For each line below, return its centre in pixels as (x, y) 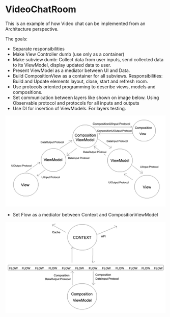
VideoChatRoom (41, 9)
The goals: (17, 39)
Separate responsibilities (39, 48)
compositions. (27, 92)
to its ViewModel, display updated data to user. (62, 65)
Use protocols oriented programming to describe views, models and (84, 87)
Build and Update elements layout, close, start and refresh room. (80, 81)
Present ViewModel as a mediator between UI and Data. (71, 70)
